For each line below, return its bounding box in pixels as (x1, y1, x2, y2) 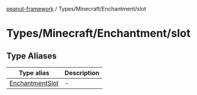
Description (64, 69, 100, 77)
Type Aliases (6, 51, 57, 61)
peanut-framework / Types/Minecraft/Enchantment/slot (6, 5, 147, 12)
